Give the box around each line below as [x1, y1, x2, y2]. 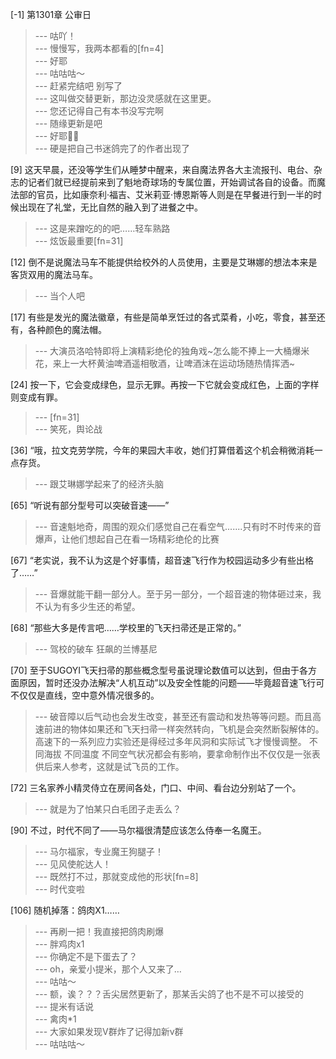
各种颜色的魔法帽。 [27, 324, 107, 335]
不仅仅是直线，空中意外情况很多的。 [10, 689, 160, 701]
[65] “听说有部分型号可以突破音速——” [10, 499, 170, 511]
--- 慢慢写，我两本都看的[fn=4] [34, 43, 165, 54]
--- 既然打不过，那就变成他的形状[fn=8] [34, 871, 199, 882]
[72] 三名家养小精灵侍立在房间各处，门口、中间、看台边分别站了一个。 [10, 782, 302, 793]
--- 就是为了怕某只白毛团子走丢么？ [34, 803, 182, 815]
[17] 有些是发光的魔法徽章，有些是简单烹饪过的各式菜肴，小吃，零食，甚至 [10, 311, 317, 323]
